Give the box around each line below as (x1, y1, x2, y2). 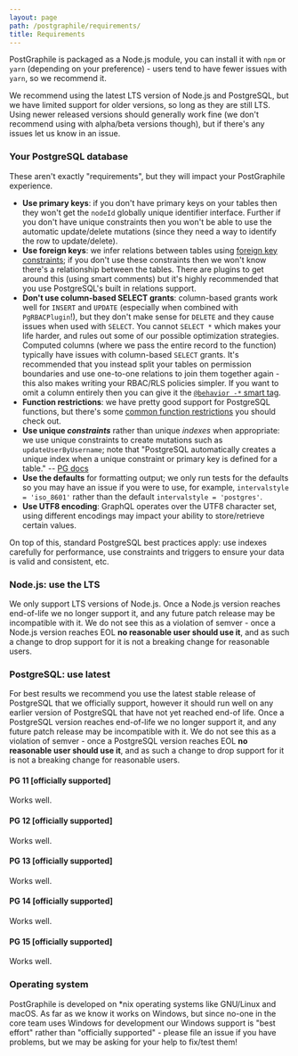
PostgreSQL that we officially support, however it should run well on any (9, 697, 274, 709)
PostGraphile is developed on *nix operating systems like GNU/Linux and (9, 998, 277, 1009)
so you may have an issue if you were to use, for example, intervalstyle (21, 482, 289, 492)
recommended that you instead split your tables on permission (21, 359, 252, 369)
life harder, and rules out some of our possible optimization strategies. (21, 330, 279, 341)
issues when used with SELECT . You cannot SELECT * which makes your (21, 320, 282, 331)
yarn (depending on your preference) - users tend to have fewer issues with (9, 63, 287, 74)
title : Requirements (9, 29, 86, 38)
